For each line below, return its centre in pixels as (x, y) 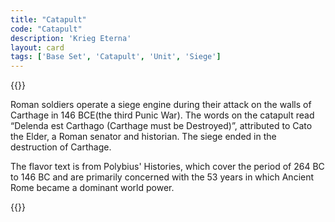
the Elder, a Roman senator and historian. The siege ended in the (143, 137)
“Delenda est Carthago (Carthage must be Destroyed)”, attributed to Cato (161, 126)
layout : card (37, 47)
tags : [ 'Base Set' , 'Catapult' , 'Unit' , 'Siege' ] (116, 57)
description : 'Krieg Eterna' (71, 38)
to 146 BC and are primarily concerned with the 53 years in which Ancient (162, 177)
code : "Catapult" (46, 29)
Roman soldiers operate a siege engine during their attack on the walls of (161, 105)
